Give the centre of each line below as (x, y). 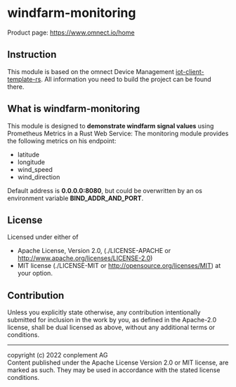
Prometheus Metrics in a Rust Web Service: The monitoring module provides (118, 133)
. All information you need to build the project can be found (126, 79)
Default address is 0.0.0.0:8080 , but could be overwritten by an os (105, 190)
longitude (31, 162)
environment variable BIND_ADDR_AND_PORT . (76, 198)
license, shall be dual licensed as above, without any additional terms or (111, 327)
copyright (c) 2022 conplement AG (58, 355)
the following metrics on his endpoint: (62, 141)
